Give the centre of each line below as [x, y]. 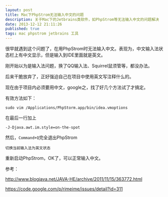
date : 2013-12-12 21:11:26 [34, 24]
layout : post [19, 10]
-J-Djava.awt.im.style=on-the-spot [43, 127]
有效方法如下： [21, 98]
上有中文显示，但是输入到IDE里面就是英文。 [60, 55]
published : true [22, 29]
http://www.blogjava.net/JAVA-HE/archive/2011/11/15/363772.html [74, 179]
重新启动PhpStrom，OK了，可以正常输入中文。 [54, 158]
